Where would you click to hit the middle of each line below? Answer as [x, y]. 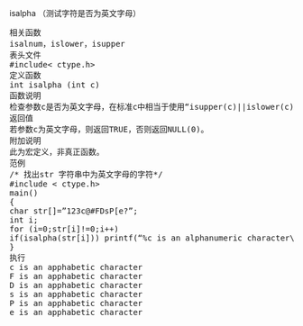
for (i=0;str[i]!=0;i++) [64, 229]
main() [24, 193]
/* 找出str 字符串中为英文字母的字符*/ [86, 174]
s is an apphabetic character [76, 294]
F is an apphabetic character [76, 276]
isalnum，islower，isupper [68, 44]
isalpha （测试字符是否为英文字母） [75, 13]
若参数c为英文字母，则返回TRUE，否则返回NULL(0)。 [109, 129]
